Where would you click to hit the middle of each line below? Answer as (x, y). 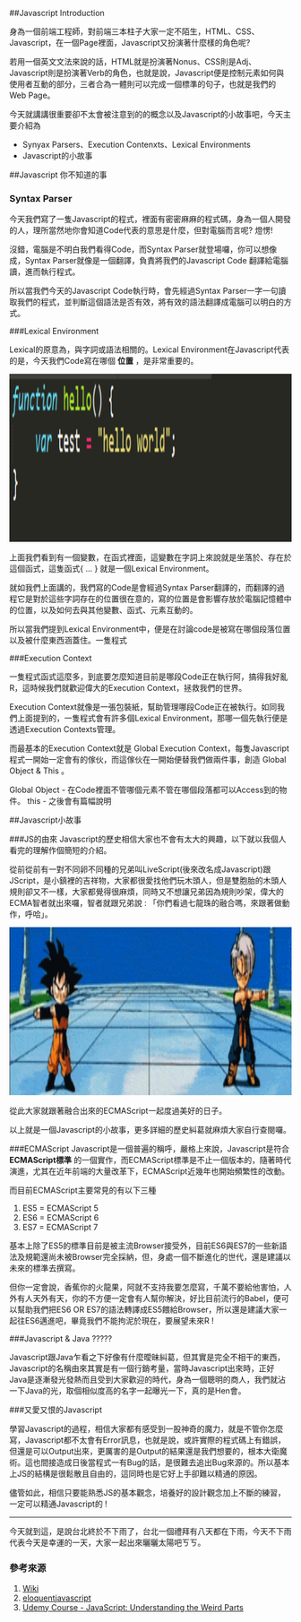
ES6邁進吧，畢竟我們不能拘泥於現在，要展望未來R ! (120, 1321)
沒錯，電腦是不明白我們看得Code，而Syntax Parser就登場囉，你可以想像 (143, 249)
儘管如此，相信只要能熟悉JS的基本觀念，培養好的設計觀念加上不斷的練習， (147, 1493)
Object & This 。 (39, 771)
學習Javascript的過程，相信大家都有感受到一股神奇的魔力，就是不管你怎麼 (146, 1429)
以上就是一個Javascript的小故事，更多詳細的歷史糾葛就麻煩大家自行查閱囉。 (150, 1130)
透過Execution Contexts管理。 (65, 729)
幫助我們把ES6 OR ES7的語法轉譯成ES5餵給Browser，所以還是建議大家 (148, 1310)
